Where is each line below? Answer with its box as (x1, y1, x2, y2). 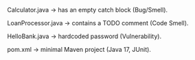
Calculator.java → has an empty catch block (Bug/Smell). (7, 6, 168, 14)
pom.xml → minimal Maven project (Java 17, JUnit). (7, 46, 151, 53)
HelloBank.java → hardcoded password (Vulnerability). (7, 32, 162, 40)
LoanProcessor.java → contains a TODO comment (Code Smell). (7, 19, 189, 27)
